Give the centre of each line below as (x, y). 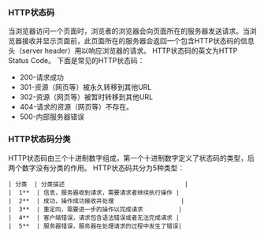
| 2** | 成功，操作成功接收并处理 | (97, 201)
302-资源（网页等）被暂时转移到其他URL (86, 97)
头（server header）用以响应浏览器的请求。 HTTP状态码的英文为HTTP (123, 51)
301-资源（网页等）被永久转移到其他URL (86, 87)
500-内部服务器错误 (52, 117)
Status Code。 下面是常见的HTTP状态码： (76, 61)
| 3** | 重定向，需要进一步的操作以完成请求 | (95, 209)
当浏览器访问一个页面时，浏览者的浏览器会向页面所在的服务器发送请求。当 (129, 31)
